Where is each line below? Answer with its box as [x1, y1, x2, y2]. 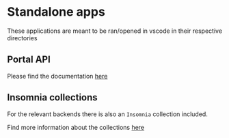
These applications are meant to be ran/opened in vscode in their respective [7, 27, 223, 35]
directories [7, 33, 38, 42]
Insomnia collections [7, 92, 98, 103]
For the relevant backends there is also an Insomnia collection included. [7, 110, 208, 118]
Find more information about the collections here [7, 123, 145, 131]
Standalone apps [7, 4, 106, 20]
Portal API [7, 54, 51, 66]
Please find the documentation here [7, 72, 108, 80]
